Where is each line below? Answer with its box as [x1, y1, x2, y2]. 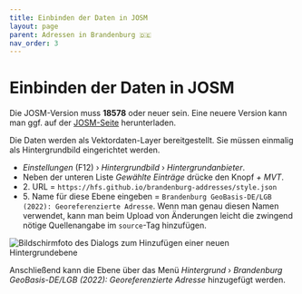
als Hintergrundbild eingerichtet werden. [9, 144, 161, 155]
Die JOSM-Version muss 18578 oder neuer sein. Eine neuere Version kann [9, 108, 287, 119]
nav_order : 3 [9, 38, 59, 48]
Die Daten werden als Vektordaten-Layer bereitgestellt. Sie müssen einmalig [9, 135, 294, 146]
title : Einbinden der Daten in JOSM [9, 13, 148, 23]
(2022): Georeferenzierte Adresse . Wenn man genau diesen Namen [22, 201, 279, 211]
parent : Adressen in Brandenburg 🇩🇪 [9, 30, 152, 39]
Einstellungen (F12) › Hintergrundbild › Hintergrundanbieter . [22, 162, 246, 173]
